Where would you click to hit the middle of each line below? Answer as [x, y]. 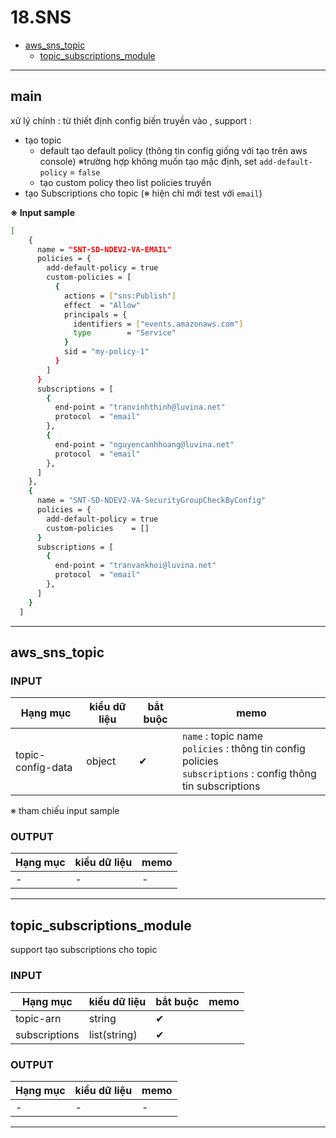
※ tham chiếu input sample [65, 811]
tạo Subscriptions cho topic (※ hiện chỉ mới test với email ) [143, 193]
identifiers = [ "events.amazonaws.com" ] [158, 324]
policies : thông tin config [243, 749]
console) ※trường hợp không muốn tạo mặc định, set [148, 161]
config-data [44, 768]
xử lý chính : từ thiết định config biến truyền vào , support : [131, 120]
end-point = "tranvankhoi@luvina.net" [135, 566]
